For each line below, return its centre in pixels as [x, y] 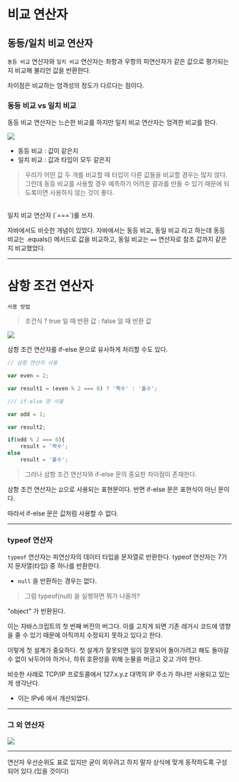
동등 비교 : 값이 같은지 [48, 151]
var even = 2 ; [28, 376]
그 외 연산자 [26, 725]
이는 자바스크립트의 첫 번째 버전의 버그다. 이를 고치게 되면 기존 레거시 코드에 [113, 626]
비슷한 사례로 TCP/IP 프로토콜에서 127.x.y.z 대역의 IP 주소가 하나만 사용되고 [112, 674]
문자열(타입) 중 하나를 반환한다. [58, 566]
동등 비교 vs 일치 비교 [42, 105]
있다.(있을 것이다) [45, 771]
